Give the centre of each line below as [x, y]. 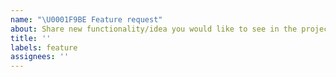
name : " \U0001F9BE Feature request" [86, 19]
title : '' [31, 38]
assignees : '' [40, 57]
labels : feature [44, 47]
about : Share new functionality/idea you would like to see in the [154, 29]
